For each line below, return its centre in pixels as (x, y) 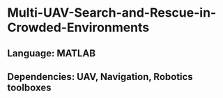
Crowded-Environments (78, 27)
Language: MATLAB (52, 53)
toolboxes (29, 87)
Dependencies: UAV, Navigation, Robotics (100, 77)
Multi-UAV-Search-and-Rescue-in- (112, 13)
